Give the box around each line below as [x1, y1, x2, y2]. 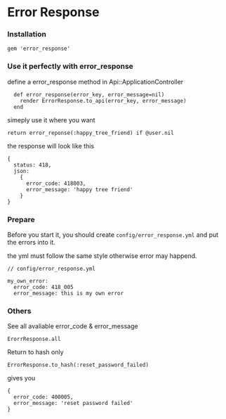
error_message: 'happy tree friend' [25, 186, 133, 193]
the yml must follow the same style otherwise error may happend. [7, 252, 198, 260]
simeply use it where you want [7, 115, 96, 124]
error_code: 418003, [25, 180, 86, 187]
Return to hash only [7, 348, 65, 356]
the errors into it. [7, 238, 56, 247]
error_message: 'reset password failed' [13, 400, 133, 407]
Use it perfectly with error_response [7, 61, 133, 71]
